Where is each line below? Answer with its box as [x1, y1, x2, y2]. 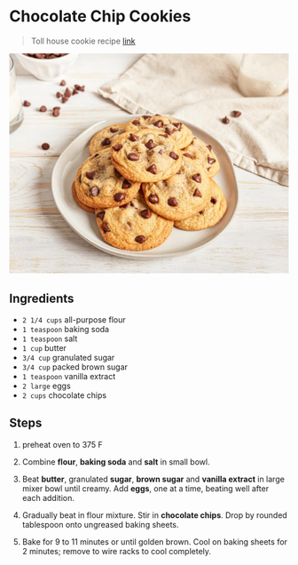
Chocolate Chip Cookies [9, 6, 192, 27]
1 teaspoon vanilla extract [21, 370, 116, 381]
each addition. [21, 492, 75, 503]
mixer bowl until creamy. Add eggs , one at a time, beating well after [21, 482, 269, 494]
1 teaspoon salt [21, 333, 78, 344]
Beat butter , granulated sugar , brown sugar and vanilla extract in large [21, 473, 286, 484]
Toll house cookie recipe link [30, 36, 136, 46]
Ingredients [9, 290, 74, 306]
